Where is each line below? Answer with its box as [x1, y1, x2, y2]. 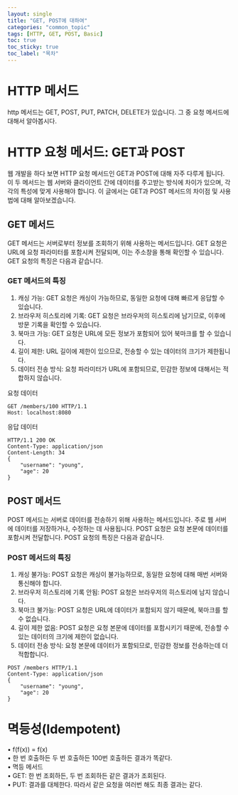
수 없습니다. [17, 614, 51, 623]
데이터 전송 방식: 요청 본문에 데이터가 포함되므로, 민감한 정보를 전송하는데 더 [17, 641, 229, 649]
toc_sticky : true [7, 43, 59, 50]
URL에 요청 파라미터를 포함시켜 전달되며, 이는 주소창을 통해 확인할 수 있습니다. [7, 247, 224, 256]
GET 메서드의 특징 [7, 276, 66, 286]
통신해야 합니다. [17, 579, 62, 587]
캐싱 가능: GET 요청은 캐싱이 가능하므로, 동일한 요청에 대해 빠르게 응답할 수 [17, 293, 225, 302]
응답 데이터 [7, 422, 38, 431]
